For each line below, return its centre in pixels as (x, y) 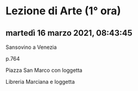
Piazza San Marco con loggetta (44, 70)
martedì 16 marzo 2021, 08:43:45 (69, 33)
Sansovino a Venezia (31, 47)
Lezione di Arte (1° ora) (63, 11)
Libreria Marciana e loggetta (40, 82)
